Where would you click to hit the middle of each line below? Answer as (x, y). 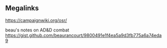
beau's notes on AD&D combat (37, 30)
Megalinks (22, 8)
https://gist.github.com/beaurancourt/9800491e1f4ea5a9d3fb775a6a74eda (83, 35)
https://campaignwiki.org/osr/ (36, 20)
